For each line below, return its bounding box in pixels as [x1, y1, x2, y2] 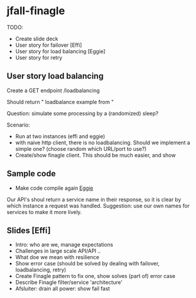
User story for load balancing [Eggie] [15, 47, 106, 54]
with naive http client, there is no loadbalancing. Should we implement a [15, 139, 191, 146]
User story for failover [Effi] [15, 41, 82, 48]
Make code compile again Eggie [15, 184, 93, 192]
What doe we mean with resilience [15, 254, 100, 261]
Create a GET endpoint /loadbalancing [6, 87, 100, 94]
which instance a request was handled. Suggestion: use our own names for [6, 202, 190, 209]
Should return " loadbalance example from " [6, 98, 114, 105]
